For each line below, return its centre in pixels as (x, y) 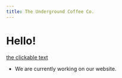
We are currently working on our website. (65, 69)
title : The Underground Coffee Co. (50, 12)
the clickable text (27, 57)
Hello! (21, 40)
